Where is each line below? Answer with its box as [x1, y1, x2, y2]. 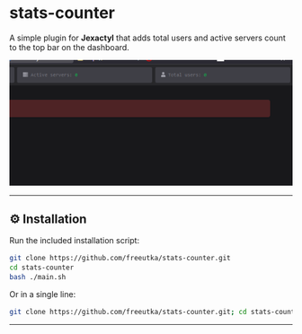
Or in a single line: [9, 289, 76, 300]
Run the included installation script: [9, 235, 140, 246]
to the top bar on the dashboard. [9, 41, 130, 52]
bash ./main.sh [9, 273, 67, 282]
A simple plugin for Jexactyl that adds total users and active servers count [9, 32, 286, 43]
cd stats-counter [9, 263, 75, 272]
